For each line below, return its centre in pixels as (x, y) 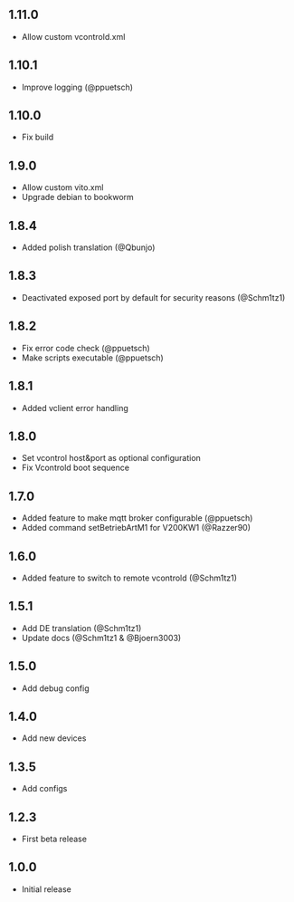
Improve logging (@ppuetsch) (77, 87)
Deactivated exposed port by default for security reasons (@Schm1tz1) (153, 297)
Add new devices (54, 738)
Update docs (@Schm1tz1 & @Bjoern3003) (101, 638)
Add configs (44, 789)
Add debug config (55, 688)
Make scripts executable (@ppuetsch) (92, 358)
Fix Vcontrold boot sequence (76, 468)
